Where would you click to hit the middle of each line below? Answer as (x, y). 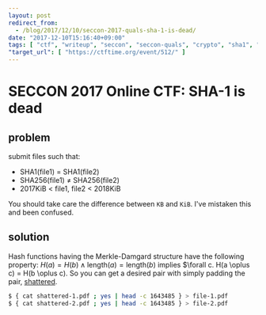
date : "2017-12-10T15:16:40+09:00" (67, 38)
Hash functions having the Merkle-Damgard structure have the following (126, 256)
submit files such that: (44, 156)
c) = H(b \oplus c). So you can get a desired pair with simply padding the (127, 273)
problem (29, 137)
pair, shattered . (33, 281)
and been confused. (41, 212)
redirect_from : (33, 23)
